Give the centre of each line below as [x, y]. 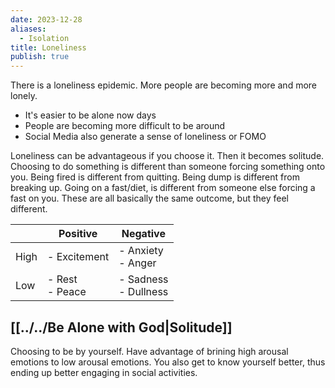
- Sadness [143, 279]
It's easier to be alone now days [90, 115]
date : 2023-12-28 [46, 19]
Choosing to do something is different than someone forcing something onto [168, 167]
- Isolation [44, 38]
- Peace [67, 292]
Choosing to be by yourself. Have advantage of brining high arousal [149, 351]
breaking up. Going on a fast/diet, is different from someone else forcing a [163, 188]
